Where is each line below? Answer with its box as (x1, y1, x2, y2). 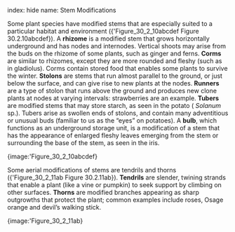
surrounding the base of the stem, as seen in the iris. (7, 139, 160, 146)
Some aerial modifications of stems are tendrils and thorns (7, 166, 177, 174)
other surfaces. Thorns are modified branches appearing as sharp (7, 189, 200, 196)
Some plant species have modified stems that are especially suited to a (7, 20, 213, 27)
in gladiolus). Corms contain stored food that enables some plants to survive (7, 64, 228, 72)
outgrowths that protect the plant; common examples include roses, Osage (7, 196, 224, 204)
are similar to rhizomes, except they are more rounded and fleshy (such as (7, 57, 222, 65)
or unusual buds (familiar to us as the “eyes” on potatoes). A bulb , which (7, 116, 217, 125)
